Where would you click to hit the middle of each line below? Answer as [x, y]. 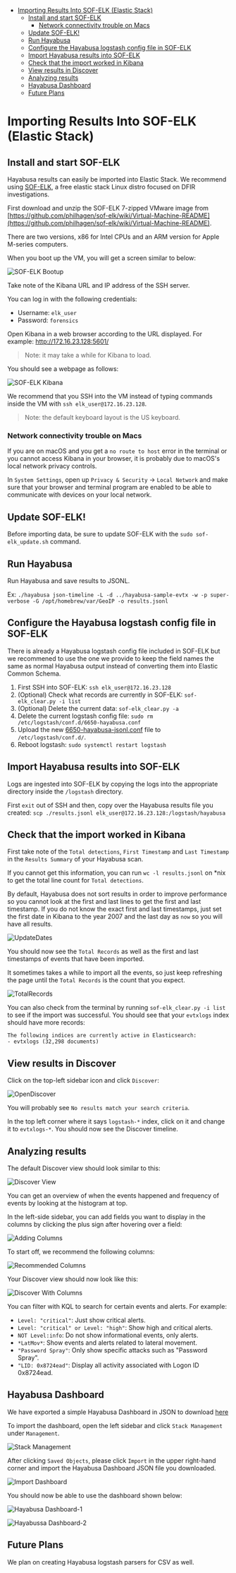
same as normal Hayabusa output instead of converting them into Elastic [113, 666]
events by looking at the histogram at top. [68, 1203]
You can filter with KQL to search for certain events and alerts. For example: [117, 1306]
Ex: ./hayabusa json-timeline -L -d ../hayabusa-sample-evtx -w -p [107, 594]
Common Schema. [34, 673]
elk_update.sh [28, 542]
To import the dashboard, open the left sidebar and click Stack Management [115, 1425]
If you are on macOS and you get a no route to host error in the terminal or [117, 451]
